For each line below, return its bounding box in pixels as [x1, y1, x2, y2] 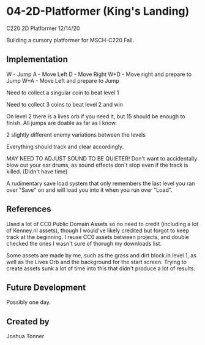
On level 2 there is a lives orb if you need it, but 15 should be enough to [6, 112, 185, 120]
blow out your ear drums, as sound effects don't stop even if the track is [6, 161, 188, 169]
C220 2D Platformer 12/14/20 [6, 25, 80, 32]
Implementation [6, 54, 69, 65]
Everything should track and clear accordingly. [6, 143, 124, 150]
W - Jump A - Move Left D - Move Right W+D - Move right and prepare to [6, 70, 192, 78]
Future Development [6, 282, 86, 292]
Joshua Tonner [6, 333, 45, 340]
